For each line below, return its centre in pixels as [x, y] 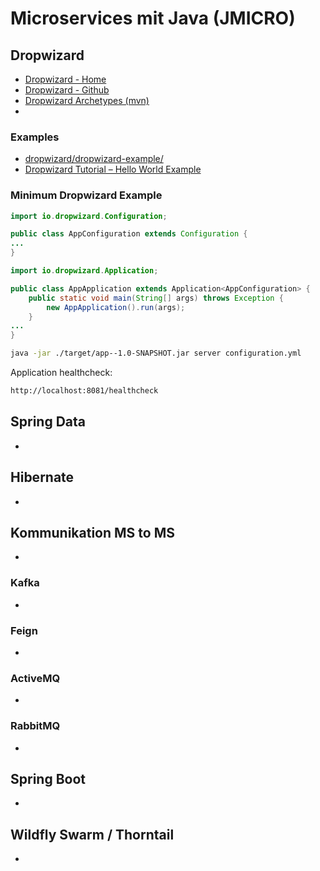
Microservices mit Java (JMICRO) [153, 18]
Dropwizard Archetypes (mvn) [87, 100]
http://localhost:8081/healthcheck [84, 391]
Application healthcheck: [61, 373]
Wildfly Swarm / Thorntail [92, 834]
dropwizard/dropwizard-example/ [94, 159]
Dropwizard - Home [65, 79]
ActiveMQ [35, 678]
